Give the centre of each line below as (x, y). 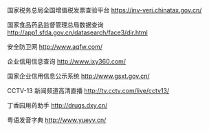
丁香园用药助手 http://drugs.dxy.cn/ (57, 105)
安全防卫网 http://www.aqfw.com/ (55, 47)
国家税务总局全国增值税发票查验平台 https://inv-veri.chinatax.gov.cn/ (104, 10)
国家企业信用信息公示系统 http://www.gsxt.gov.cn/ (78, 76)
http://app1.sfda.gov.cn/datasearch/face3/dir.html (77, 32)
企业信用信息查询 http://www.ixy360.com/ (66, 61)
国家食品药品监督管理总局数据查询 (55, 25)
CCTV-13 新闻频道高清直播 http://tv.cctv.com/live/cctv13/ (88, 91)
